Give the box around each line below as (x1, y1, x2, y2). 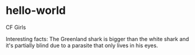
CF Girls (5, 24, 26, 31)
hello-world (5, 4, 66, 18)
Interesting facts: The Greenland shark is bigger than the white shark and (5, 35, 190, 42)
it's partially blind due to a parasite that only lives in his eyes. (5, 42, 158, 49)
